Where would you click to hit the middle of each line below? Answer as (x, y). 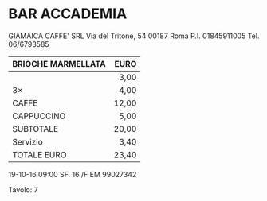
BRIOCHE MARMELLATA (59, 64)
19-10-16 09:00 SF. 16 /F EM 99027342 (73, 174)
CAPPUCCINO (39, 116)
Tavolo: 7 (23, 189)
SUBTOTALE (35, 129)
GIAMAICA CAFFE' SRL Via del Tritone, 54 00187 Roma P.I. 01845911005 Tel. (134, 36)
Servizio (28, 141)
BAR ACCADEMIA (68, 14)
